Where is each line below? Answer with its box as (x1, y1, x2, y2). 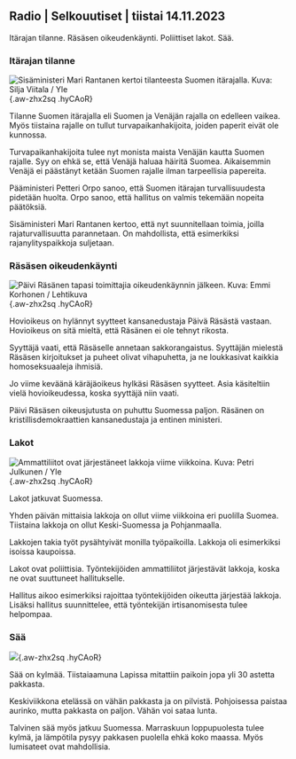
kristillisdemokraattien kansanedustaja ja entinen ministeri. (9, 414, 223, 426)
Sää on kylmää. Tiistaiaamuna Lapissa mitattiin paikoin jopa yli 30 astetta (9, 669, 275, 679)
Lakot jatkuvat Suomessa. (9, 493, 104, 504)
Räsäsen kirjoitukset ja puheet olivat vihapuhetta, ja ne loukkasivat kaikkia (9, 352, 279, 363)
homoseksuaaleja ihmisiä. (9, 361, 104, 372)
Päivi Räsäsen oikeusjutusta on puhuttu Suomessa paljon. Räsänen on (9, 405, 264, 416)
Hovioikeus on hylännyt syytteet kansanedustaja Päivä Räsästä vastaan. (9, 316, 272, 326)
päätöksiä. (9, 201, 47, 213)
